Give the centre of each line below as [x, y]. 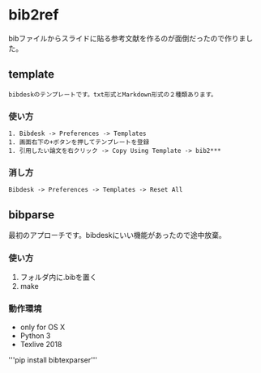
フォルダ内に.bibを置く [58, 278]
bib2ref [34, 15]
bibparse [32, 215]
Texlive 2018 [41, 344]
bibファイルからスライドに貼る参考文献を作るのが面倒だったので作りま [127, 38]
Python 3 [35, 335]
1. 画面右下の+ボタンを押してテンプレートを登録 [79, 142]
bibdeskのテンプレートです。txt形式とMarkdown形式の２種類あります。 [113, 95]
